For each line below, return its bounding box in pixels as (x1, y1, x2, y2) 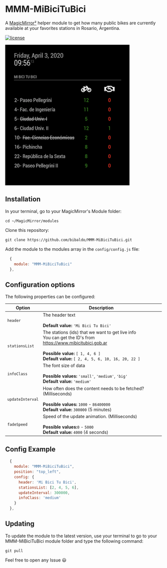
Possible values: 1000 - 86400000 (43, 401, 111, 407)
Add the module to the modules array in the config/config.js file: (5, 246, 140, 252)
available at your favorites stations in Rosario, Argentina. (5, 25, 121, 31)
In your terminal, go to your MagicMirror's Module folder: (5, 208, 122, 214)
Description (88, 304, 114, 311)
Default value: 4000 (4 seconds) (43, 429, 108, 435)
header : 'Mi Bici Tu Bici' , (18, 480, 77, 485)
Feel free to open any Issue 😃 (5, 557, 67, 563)
